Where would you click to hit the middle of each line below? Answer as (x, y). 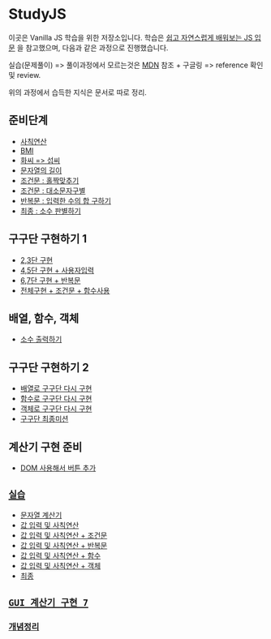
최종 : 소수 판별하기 (50, 211)
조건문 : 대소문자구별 (53, 191)
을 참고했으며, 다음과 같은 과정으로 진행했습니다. (92, 47)
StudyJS (37, 14)
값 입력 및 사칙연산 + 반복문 (64, 545)
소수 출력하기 (41, 339)
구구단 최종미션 (44, 419)
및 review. (25, 75)
